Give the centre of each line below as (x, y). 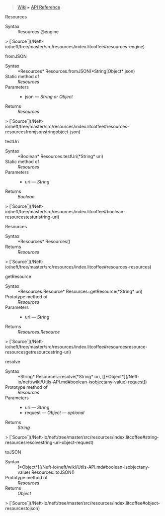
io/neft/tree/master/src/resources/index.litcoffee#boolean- (65, 212)
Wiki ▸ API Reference (39, 7)
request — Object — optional (54, 413)
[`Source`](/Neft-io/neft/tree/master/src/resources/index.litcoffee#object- (84, 503)
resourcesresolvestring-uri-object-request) (49, 442)
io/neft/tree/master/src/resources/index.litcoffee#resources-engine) (75, 46)
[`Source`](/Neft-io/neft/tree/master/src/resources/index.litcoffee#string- (84, 437)
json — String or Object (49, 97)
